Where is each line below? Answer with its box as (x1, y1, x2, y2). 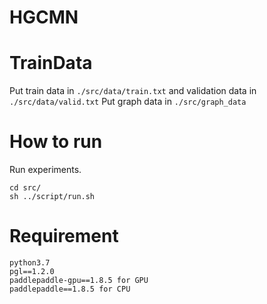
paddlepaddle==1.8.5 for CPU (9, 284, 131, 294)
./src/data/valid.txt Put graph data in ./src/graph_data (9, 96, 247, 108)
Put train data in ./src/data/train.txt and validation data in (9, 85, 257, 97)
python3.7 (9, 258, 51, 268)
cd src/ (9, 183, 42, 193)
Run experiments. (9, 164, 82, 176)
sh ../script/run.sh (9, 192, 96, 202)
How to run (9, 131, 103, 153)
